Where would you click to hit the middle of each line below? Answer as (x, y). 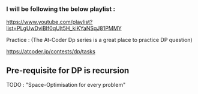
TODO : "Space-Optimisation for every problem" (66, 85)
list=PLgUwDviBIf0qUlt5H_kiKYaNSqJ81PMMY (64, 28)
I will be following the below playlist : (61, 9)
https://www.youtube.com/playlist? (49, 22)
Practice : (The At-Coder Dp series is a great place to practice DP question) (100, 40)
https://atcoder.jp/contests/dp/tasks (51, 51)
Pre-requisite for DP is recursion (68, 70)
